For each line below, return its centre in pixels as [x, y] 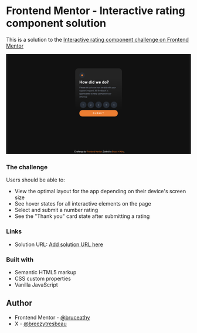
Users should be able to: [36, 180]
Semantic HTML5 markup [45, 272]
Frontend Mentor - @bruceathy [52, 317]
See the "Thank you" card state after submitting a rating [82, 216]
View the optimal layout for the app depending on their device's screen [100, 191]
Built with [20, 260]
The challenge [27, 167]
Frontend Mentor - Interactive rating [96, 11]
